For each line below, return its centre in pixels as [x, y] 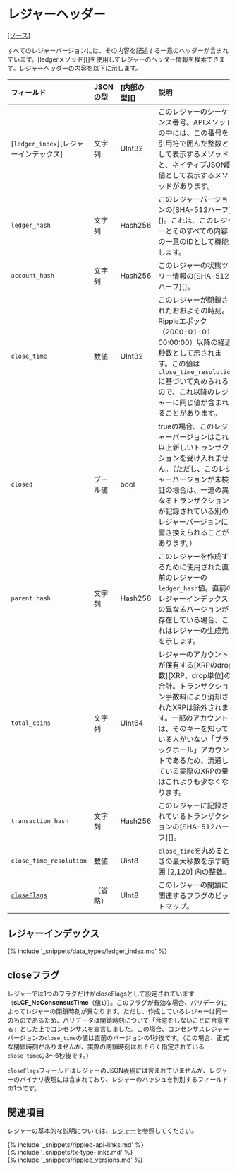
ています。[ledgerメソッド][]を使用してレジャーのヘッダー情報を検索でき [114, 59]
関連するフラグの [187, 895]
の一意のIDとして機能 [194, 241]
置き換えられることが [194, 532]
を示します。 [179, 641]
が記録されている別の [194, 511]
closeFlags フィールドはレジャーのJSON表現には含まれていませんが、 [108, 1070]
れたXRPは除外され [190, 707]
